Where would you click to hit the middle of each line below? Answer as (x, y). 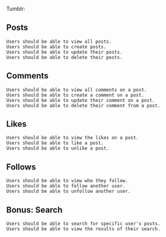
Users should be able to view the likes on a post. (72, 138)
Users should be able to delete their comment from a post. (84, 106)
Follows (21, 167)
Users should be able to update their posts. (64, 52)
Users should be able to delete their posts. (64, 57)
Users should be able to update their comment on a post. (81, 100)
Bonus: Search (34, 210)
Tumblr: (16, 9)
